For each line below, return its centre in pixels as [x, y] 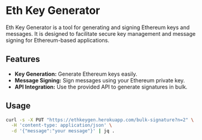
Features [23, 59]
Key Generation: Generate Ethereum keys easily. [76, 74]
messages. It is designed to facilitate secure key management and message [101, 33]
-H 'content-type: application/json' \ [62, 125]
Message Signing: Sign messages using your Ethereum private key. [99, 80]
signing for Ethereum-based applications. [58, 40]
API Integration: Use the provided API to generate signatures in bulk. [101, 87]
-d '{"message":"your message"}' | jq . [63, 131]
